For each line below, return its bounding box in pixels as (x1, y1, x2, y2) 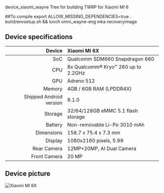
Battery (45, 121, 62, 128)
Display (45, 137, 62, 144)
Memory (43, 85, 62, 92)
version (45, 99, 62, 106)
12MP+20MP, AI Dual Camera (67, 145, 137, 152)
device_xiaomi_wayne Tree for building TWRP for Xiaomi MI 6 (5, 4, 129, 10)
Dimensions (35, 129, 62, 136)
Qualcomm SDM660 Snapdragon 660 (67, 56, 155, 62)
